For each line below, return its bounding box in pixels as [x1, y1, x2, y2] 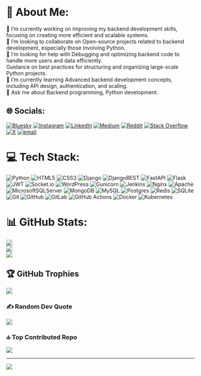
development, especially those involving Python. [6, 44, 126, 51]
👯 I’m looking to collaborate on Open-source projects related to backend [6, 38, 184, 45]
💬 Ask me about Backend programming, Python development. [6, 88, 159, 96]
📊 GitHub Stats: [6, 215, 88, 229]
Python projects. [6, 69, 47, 77]
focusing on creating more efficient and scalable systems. [6, 31, 150, 38]
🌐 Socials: [6, 106, 45, 116]
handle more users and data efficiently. [6, 57, 103, 64]
